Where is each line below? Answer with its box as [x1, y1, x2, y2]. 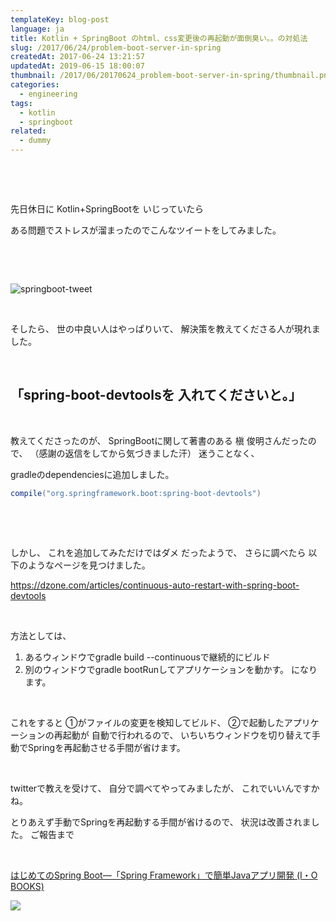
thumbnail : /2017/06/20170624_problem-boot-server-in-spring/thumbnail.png [10, 71, 333, 81]
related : [10, 126, 47, 136]
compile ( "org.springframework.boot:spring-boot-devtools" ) [10, 488, 262, 498]
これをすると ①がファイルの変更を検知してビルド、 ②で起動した [10, 716, 285, 728]
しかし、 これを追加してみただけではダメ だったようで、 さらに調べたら [10, 546, 307, 558]
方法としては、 [10, 629, 72, 641]
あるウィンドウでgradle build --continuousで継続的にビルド [24, 651, 271, 663]
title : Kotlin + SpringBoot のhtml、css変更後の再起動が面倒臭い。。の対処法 [10, 33, 308, 43]
